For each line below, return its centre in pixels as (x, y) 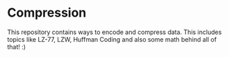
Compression (47, 13)
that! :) (17, 47)
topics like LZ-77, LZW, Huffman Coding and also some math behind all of (112, 39)
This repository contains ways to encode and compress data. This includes (114, 32)
